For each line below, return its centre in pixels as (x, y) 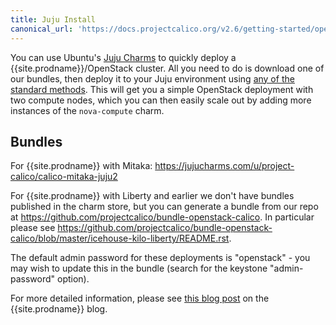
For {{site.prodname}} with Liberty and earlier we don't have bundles (152, 196)
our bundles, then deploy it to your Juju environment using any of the (152, 78)
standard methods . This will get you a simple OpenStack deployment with (162, 89)
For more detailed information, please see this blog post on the (140, 298)
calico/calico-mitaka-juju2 (64, 177)
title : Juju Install (53, 19)
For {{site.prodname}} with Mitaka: (81, 166)
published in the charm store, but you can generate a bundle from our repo (164, 207)
